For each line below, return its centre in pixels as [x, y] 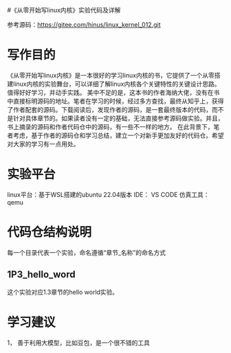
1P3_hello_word [41, 274]
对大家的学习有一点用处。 [43, 144]
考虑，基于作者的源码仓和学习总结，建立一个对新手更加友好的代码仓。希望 [118, 135]
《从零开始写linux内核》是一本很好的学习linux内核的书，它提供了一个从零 [111, 75]
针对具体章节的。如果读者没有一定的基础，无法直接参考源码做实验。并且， [118, 118]
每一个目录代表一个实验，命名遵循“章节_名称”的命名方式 [87, 252]
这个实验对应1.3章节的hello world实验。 [63, 292]
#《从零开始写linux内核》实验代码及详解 [64, 10]
